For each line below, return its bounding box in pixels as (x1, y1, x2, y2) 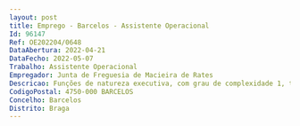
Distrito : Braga (9, 104, 70, 113)
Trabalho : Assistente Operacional (9, 63, 138, 72)
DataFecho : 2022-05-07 (9, 54, 94, 63)
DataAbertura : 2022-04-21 (9, 46, 105, 55)
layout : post (9, 12, 58, 22)
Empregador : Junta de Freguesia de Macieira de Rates (9, 71, 214, 80)
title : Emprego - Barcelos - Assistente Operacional (9, 21, 210, 30)
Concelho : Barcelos (9, 95, 82, 105)
